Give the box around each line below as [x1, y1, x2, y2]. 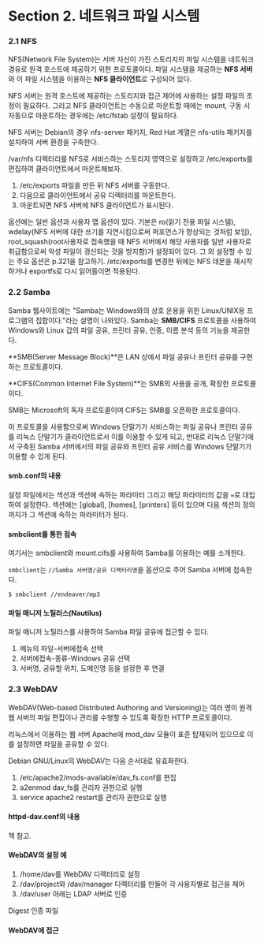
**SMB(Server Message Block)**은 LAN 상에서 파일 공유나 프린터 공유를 [8, 352, 239, 361]
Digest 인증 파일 [8, 906, 59, 915]
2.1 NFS [8, 36, 37, 47]
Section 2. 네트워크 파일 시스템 [8, 7, 200, 25]
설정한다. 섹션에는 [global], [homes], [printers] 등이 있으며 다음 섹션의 [22, 500, 241, 509]
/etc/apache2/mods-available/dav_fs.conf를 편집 [19, 773, 177, 782]
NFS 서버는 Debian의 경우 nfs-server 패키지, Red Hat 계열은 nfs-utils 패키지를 [8, 128, 253, 137]
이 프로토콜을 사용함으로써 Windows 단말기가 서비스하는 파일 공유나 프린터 [8, 422, 239, 431]
